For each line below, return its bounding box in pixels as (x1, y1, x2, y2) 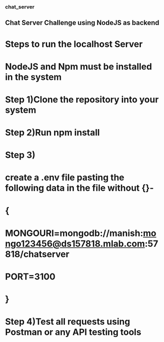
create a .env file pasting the (5, 172, 125, 183)
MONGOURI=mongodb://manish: (5, 228, 144, 239)
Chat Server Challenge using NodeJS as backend (5, 19, 160, 27)
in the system (5, 71, 62, 82)
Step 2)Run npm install (5, 127, 100, 138)
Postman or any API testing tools (5, 327, 141, 338)
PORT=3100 (5, 271, 56, 282)
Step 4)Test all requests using (5, 316, 131, 327)
